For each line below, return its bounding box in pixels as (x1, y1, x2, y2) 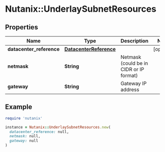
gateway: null (9, 138, 38, 143)
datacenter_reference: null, (9, 129, 69, 134)
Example (5, 103, 32, 111)
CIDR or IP (120, 66, 144, 73)
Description (120, 38, 149, 44)
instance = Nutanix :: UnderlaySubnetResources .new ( (5, 125, 111, 129)
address (120, 86, 139, 93)
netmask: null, (9, 134, 41, 139)
